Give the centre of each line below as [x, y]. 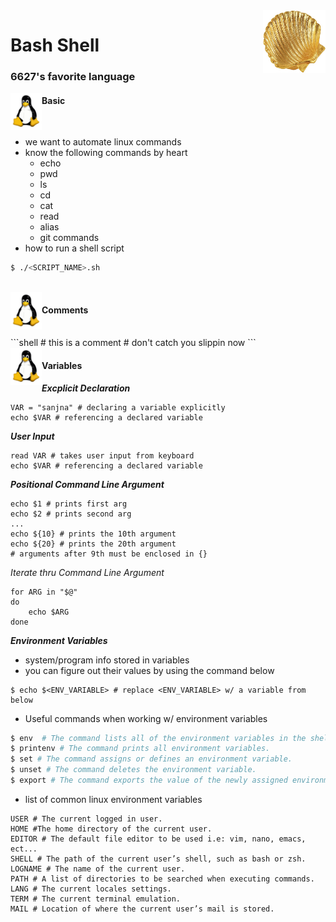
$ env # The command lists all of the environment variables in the [158, 738]
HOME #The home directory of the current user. [111, 829]
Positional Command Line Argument [87, 484]
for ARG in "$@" [44, 592]
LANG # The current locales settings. [91, 889]
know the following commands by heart [106, 153]
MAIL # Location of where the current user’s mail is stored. [142, 909]
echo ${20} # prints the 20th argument [93, 544]
